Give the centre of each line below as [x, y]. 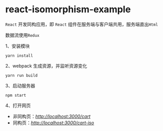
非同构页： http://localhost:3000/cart [52, 116]
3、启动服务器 [20, 85]
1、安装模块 [17, 46]
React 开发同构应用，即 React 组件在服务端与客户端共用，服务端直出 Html [82, 24]
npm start [16, 95]
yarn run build [22, 75]
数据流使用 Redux [22, 35]
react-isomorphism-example [68, 9]
